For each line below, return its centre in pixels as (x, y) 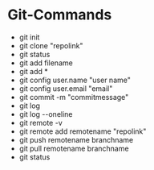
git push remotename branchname (76, 139)
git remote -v (41, 122)
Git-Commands (60, 15)
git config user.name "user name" (75, 80)
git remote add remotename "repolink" (83, 131)
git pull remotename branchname (74, 148)
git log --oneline (46, 114)
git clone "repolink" (51, 45)
